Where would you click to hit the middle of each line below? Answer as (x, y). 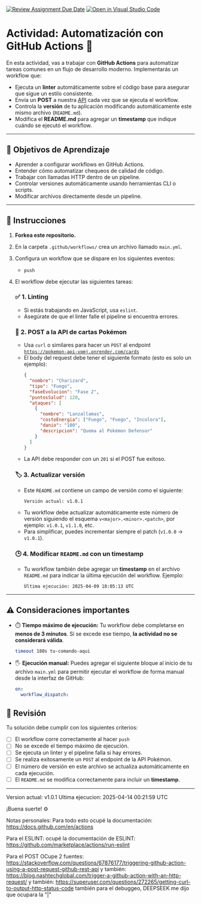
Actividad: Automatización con (85, 34)
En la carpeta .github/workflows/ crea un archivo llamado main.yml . (98, 246)
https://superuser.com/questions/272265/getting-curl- (123, 882)
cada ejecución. (35, 773)
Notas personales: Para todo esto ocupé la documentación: (79, 820)
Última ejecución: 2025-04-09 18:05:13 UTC (79, 586)
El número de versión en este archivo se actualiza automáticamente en (102, 766)
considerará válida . (39, 640)
